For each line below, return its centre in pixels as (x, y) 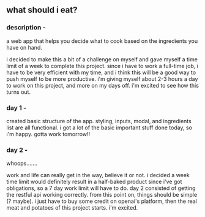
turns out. (19, 92)
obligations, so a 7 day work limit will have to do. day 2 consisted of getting (101, 188)
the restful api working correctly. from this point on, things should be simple (102, 195)
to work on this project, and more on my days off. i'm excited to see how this (102, 85)
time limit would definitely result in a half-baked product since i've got (94, 182)
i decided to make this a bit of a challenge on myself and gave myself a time (102, 59)
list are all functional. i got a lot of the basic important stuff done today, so (99, 128)
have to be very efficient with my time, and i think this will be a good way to (101, 72)
